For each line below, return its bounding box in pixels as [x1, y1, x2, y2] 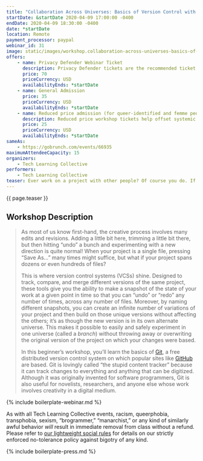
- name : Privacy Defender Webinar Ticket [17, 59, 123, 65]
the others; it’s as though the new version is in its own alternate [21, 317, 178, 324]
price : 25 [22, 122, 47, 128]
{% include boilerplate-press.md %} [6, 448, 96, 455]
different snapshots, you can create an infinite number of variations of [21, 304, 196, 311]
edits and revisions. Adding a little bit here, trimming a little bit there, [21, 234, 191, 242]
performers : [6, 167, 36, 173]
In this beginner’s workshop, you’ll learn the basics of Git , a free [21, 348, 180, 355]
